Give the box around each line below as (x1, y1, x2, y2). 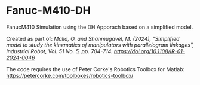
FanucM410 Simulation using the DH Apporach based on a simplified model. (6, 23, 193, 31)
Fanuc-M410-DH (6, 4, 91, 17)
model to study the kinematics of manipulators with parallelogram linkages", (6, 41, 195, 48)
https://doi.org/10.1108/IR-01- (113, 47, 185, 54)
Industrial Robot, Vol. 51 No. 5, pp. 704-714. (6, 47, 113, 54)
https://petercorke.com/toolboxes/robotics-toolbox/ (6, 72, 134, 79)
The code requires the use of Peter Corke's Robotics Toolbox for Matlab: (6, 65, 185, 72)
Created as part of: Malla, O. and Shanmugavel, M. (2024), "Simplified (6, 35, 180, 42)
